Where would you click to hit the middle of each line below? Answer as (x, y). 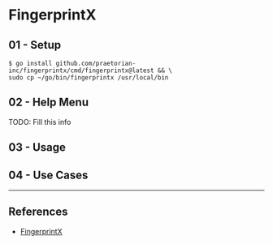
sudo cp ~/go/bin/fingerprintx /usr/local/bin (89, 78)
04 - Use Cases (48, 175)
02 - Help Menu (49, 103)
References (38, 212)
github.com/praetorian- (96, 63)
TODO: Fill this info (40, 122)
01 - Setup (35, 45)
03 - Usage (37, 148)
